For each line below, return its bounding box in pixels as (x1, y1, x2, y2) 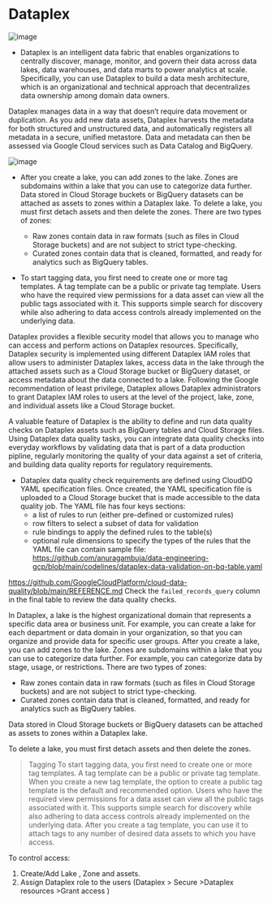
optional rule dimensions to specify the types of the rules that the (32, 535, 252, 545)
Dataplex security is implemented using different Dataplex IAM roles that (8, 348, 251, 358)
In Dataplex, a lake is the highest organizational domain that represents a (8, 610, 252, 620)
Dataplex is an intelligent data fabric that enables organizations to (19, 47, 240, 57)
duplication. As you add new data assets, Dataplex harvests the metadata (8, 114, 254, 124)
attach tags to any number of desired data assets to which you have (28, 828, 256, 838)
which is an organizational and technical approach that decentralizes (19, 82, 251, 92)
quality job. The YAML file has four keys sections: (19, 501, 186, 511)
